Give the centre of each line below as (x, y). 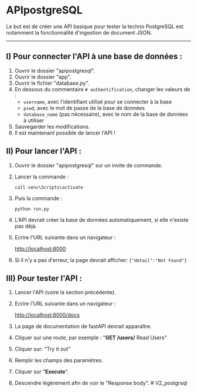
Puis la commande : (38, 198)
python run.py (32, 209)
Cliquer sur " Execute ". (42, 372)
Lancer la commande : (42, 177)
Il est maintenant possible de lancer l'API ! (65, 133)
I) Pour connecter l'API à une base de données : (94, 56)
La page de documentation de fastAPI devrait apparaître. (83, 326)
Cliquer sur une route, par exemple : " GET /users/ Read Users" (91, 338)
